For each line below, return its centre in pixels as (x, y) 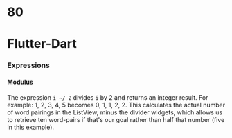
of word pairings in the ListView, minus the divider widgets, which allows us (115, 112)
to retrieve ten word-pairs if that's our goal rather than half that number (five (116, 119)
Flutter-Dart (42, 44)
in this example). (30, 127)
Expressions (28, 65)
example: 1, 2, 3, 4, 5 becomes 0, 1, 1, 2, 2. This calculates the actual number (116, 105)
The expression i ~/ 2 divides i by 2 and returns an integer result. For (108, 97)
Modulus (20, 82)
